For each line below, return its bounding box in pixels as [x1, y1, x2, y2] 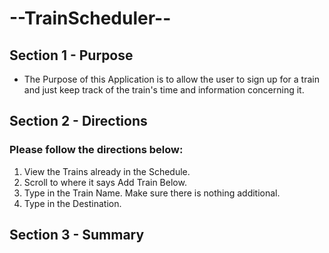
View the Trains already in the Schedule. [23, 165, 191, 177]
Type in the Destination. [23, 197, 122, 209]
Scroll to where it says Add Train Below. [23, 176, 187, 188]
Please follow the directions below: [9, 143, 184, 157]
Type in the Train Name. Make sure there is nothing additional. [23, 187, 281, 199]
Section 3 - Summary [9, 227, 145, 244]
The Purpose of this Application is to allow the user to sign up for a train [23, 73, 320, 85]
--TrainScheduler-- [9, 7, 172, 30]
